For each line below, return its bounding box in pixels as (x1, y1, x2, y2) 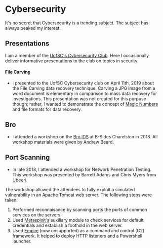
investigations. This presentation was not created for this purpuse (12, 95, 147, 102)
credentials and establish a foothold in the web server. (12, 222, 123, 228)
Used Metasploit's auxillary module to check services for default (12, 217, 144, 223)
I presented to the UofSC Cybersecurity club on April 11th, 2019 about (12, 80, 154, 86)
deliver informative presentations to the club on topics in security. (5, 58, 139, 64)
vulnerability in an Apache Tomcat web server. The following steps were (5, 192, 152, 198)
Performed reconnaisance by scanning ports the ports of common (12, 207, 147, 212)
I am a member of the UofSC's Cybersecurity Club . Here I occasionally (5, 52, 149, 58)
